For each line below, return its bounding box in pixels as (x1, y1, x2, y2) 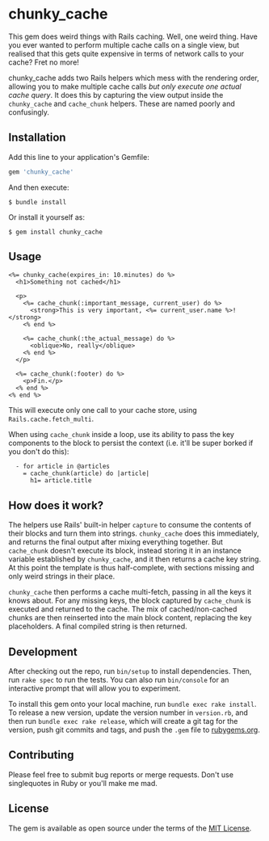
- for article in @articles (15, 462, 111, 471)
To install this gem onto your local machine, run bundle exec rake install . (8, 700, 257, 709)
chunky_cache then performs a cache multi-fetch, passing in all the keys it (8, 587, 252, 597)
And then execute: (8, 183, 69, 192)
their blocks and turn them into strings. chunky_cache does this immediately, (8, 528, 259, 538)
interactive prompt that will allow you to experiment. (8, 683, 181, 693)
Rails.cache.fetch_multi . (8, 414, 95, 424)
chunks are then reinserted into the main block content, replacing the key (8, 613, 252, 623)
